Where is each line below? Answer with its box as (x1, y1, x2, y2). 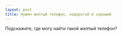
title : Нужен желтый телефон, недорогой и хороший (5, 12, 112, 17)
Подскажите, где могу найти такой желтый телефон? (5, 25, 118, 31)
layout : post (5, 7, 32, 12)
